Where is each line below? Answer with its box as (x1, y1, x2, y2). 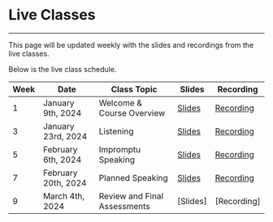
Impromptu (98, 143, 141, 155)
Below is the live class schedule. (8, 64, 117, 74)
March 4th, (43, 190, 85, 202)
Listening (98, 126, 134, 137)
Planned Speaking (98, 172, 168, 183)
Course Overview (98, 107, 166, 118)
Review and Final (98, 190, 164, 202)
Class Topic (110, 83, 158, 95)
